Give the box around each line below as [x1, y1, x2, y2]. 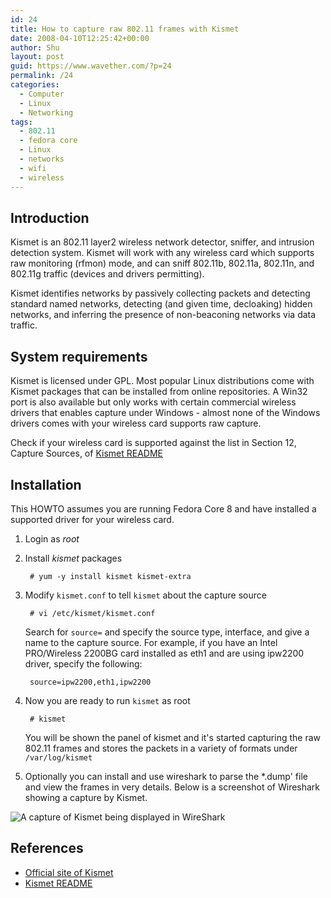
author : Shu [10, 42, 60, 53]
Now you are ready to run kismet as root [24, 694, 191, 706]
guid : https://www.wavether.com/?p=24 [10, 61, 172, 71]
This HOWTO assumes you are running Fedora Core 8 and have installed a [10, 502, 317, 515]
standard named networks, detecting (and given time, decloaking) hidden [10, 298, 313, 310]
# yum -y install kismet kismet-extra [29, 571, 192, 581]
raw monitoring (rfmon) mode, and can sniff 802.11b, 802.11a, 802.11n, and [10, 257, 315, 270]
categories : [10, 80, 60, 90]
